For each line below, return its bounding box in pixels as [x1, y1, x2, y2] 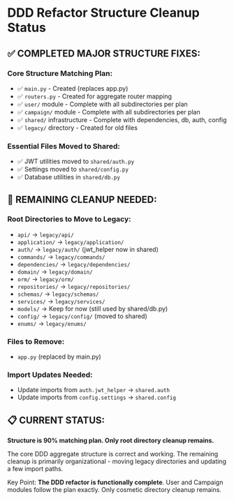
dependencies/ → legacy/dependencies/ [17, 260, 131, 268]
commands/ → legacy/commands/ [17, 253, 106, 261]
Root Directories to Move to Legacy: [7, 214, 131, 224]
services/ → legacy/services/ [17, 297, 106, 305]
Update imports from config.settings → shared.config [17, 393, 177, 402]
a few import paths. [7, 465, 64, 473]
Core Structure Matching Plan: [7, 68, 113, 78]
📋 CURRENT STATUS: [7, 414, 105, 426]
